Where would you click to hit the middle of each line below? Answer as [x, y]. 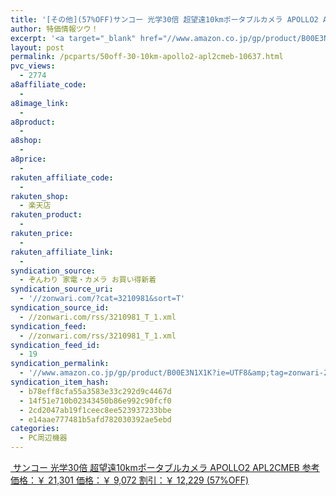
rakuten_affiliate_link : [62, 252]
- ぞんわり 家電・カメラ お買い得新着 [88, 280]
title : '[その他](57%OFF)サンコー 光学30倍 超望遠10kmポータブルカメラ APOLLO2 [164, 19]
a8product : [33, 122]
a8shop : [26, 141]
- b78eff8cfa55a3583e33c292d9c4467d [95, 391]
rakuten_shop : [40, 196]
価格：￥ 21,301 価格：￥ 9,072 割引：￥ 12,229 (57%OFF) [130, 480]
